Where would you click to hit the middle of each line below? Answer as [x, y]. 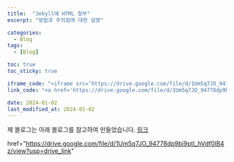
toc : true [22, 65]
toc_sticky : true [32, 71]
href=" [17, 144]
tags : [15, 46]
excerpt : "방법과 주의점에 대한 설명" [55, 20]
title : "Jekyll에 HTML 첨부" [49, 14]
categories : [24, 33]
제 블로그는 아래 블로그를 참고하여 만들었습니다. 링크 [78, 130]
